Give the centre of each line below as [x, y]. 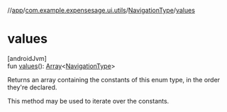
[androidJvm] [27, 58]
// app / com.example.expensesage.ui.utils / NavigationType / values [101, 10]
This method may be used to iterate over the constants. [88, 101]
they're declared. [32, 87]
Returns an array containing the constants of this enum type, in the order [114, 79]
